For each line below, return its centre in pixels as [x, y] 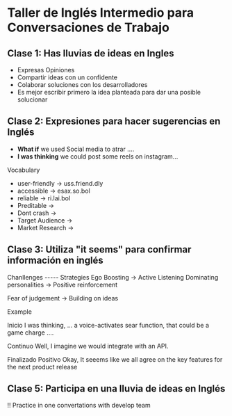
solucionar [32, 99]
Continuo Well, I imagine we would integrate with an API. [88, 346]
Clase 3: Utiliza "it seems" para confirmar [99, 249]
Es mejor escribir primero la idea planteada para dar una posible [109, 92]
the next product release [42, 367]
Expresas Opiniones [46, 70]
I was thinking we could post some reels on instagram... [98, 156]
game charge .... [31, 333]
